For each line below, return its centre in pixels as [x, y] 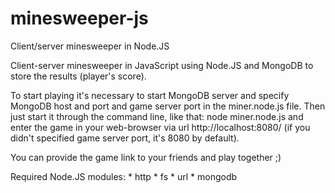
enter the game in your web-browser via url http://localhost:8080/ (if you [160, 127]
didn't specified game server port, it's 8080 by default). [125, 138]
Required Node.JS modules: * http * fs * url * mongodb [124, 176]
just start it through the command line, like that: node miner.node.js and [157, 116]
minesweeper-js [79, 18]
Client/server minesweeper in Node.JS [90, 46]
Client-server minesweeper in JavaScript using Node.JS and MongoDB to [162, 65]
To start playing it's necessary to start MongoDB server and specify [150, 95]
